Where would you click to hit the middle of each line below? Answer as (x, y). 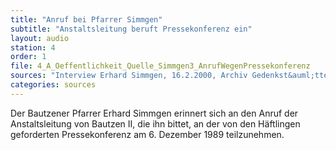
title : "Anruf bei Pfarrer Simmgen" (86, 19)
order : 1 (28, 57)
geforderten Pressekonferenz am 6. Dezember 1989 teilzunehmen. (147, 134)
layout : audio (40, 38)
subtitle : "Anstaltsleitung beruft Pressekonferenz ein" (131, 29)
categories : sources (53, 85)
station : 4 (33, 47)
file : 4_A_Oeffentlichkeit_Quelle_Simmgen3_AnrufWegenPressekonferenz (160, 66)
